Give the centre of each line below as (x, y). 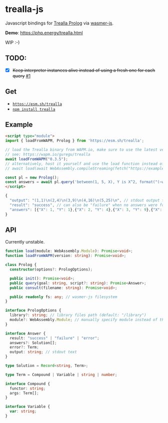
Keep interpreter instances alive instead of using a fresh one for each (84, 70)
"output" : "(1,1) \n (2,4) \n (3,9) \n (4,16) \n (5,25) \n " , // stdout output (85, 200)
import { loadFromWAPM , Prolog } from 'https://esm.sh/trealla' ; (74, 141)
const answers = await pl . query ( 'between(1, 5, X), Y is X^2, (71, 182)
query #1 (21, 75)
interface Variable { (28, 407)
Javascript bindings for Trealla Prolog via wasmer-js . (59, 23)
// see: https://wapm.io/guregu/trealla (48, 154)
